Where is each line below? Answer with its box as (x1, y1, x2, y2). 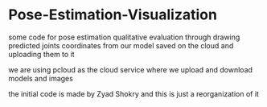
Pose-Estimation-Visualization (8, 6, 217, 24)
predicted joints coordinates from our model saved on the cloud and (8, 40, 234, 50)
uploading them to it (8, 49, 75, 59)
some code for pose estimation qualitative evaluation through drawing (8, 32, 240, 42)
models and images (8, 73, 74, 83)
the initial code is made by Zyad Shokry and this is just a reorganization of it (8, 88, 260, 98)
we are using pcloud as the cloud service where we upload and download (8, 64, 253, 74)
